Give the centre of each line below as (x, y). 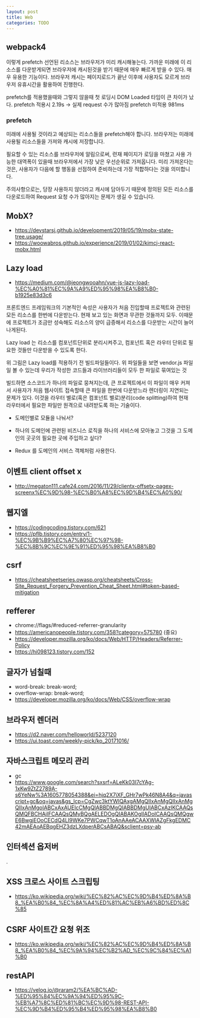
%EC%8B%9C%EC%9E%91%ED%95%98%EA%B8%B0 (85, 546)
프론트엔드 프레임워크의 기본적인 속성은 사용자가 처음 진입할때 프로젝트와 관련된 (99, 307)
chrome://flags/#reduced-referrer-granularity (71, 625)
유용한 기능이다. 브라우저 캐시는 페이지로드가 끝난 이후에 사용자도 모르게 (96, 77)
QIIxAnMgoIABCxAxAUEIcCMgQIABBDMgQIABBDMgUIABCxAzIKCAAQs (104, 807)
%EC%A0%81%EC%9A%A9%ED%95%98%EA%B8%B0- (87, 289)
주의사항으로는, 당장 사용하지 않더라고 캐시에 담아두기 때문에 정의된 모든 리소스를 (100, 189)
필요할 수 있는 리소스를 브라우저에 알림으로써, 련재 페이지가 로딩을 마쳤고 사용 (96, 154)
